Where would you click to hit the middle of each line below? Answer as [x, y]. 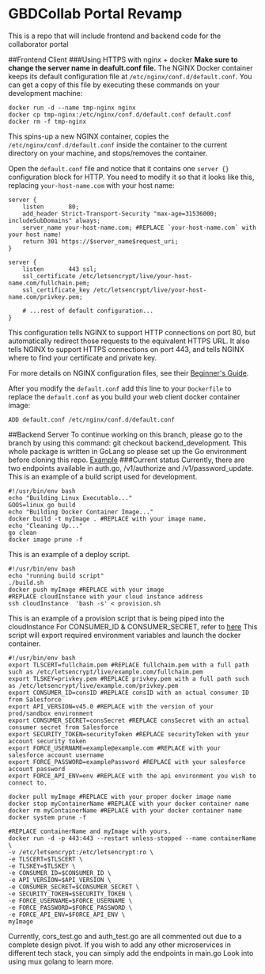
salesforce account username [56, 755]
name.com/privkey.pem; [45, 297]
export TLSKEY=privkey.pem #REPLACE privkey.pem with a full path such [129, 678]
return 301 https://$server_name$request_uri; [100, 241]
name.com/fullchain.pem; [49, 283]
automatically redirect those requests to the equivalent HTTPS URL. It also [129, 341]
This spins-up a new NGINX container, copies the [89, 136]
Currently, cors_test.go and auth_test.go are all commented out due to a [125, 936]
